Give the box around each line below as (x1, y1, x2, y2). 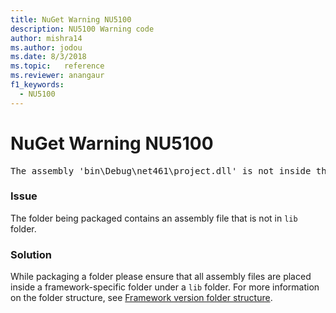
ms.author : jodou (10, 42, 83, 53)
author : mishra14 (10, 33, 83, 43)
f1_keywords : (10, 80, 65, 90)
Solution (10, 247, 53, 261)
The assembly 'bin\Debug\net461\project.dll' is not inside (10, 165, 312, 176)
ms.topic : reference (10, 61, 105, 71)
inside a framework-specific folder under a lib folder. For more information (10, 281, 320, 293)
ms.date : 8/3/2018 (10, 52, 87, 62)
